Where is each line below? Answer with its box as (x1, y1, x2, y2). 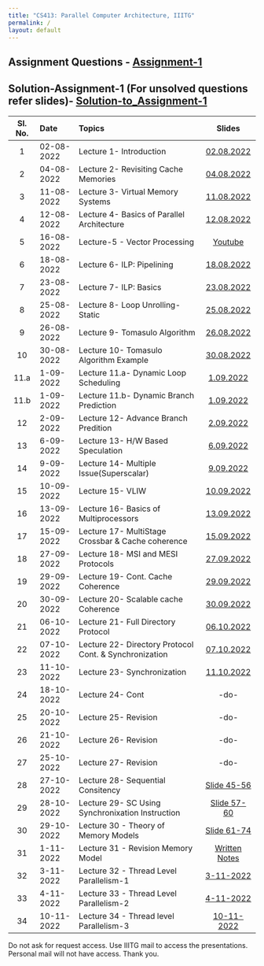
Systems (78, 196, 112, 207)
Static (78, 309, 101, 320)
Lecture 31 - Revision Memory (78, 842, 193, 853)
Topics (78, 123, 104, 134)
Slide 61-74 (205, 824, 251, 835)
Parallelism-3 (78, 920, 130, 931)
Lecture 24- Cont (78, 689, 145, 700)
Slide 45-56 (205, 779, 251, 790)
